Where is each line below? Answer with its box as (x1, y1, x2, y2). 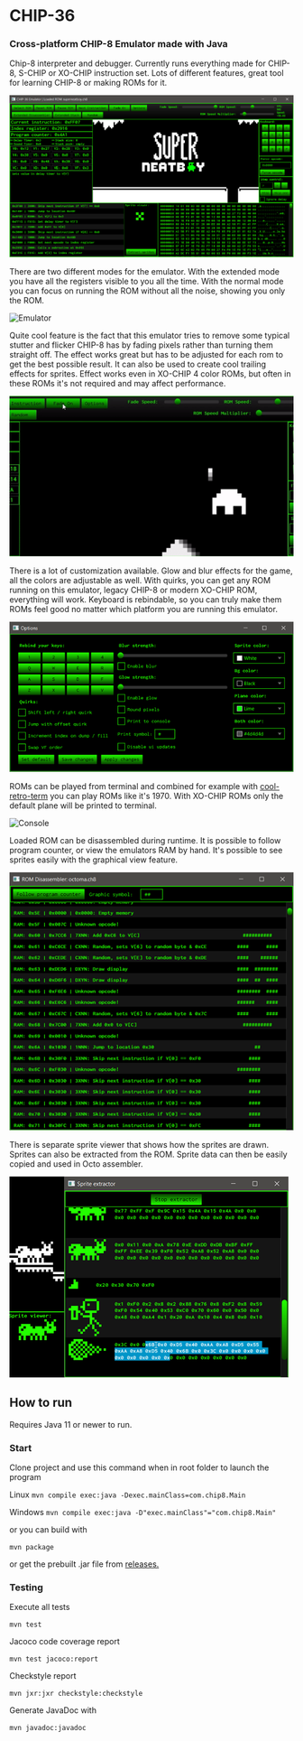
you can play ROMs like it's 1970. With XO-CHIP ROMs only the (49, 791, 284, 802)
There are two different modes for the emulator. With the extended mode (9, 265, 280, 276)
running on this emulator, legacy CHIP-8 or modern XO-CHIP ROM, (9, 584, 258, 595)
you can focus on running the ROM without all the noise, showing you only (9, 285, 286, 296)
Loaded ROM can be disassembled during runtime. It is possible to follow (9, 835, 281, 846)
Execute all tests (9, 1602, 70, 1613)
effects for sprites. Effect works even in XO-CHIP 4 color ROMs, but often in (9, 368, 291, 379)
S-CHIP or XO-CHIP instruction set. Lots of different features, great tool (18, 68, 284, 79)
